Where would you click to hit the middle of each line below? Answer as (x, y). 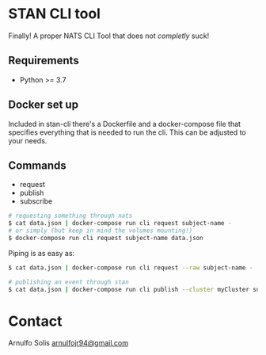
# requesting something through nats (70, 216)
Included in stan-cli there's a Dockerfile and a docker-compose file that (125, 124)
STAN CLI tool (55, 14)
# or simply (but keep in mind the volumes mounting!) (101, 231)
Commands (38, 165)
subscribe (36, 201)
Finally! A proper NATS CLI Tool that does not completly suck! (109, 36)
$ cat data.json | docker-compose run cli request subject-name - (120, 223)
